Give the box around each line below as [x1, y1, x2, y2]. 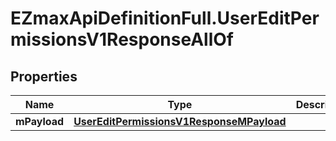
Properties [10, 68, 78, 85]
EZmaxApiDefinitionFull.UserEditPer [10, 7, 320, 30]
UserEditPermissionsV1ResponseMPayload [73, 115, 287, 128]
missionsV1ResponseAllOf [10, 28, 234, 51]
